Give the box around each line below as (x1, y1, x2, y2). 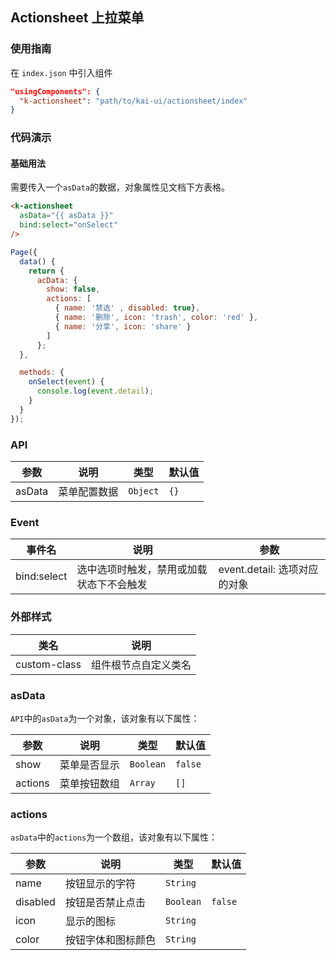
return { (28, 266, 65, 276)
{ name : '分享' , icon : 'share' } (54, 321, 192, 332)
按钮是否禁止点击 (64, 896, 146, 910)
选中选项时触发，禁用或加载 (76, 563, 208, 577)
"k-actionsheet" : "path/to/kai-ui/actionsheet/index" (19, 96, 248, 106)
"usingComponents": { (10, 86, 101, 97)
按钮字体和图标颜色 (64, 933, 156, 947)
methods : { (19, 368, 65, 378)
